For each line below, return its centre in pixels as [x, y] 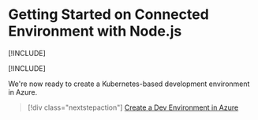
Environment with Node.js [95, 31]
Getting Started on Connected [108, 15]
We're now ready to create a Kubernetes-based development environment [129, 84]
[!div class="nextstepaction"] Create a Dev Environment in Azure [133, 107]
